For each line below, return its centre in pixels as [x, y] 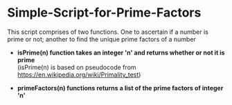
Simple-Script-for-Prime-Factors [104, 13]
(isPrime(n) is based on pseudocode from [77, 67]
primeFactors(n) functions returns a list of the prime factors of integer [120, 88]
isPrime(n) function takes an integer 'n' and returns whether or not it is [121, 52]
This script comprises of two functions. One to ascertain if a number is [108, 32]
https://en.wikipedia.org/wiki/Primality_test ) [79, 75]
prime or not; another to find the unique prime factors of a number [101, 39]
